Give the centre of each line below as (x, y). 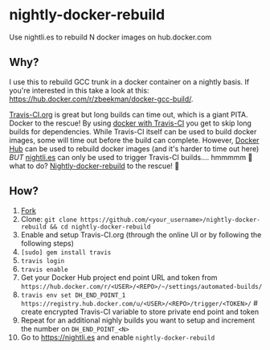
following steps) (47, 243)
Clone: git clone (49, 219)
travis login (43, 261)
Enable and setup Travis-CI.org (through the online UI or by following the (141, 234)
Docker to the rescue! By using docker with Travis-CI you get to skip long (131, 123)
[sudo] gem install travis (66, 252)
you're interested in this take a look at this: (79, 90)
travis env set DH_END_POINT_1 (73, 295)
